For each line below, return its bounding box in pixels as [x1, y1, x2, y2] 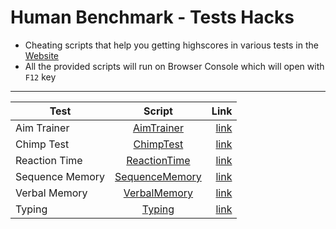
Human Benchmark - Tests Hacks [10, 6, 295, 29]
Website [24, 49, 60, 61]
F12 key [24, 71, 57, 83]
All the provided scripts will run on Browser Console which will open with [24, 60, 325, 72]
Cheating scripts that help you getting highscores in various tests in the [24, 39, 319, 51]
